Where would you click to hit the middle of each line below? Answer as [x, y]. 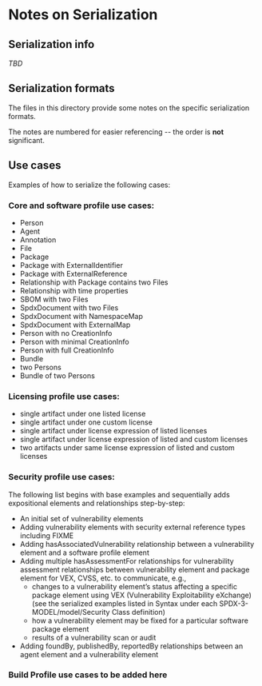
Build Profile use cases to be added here [88, 675]
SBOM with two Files [54, 299]
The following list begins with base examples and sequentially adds [119, 494]
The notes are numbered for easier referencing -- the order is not [116, 132]
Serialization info [52, 44]
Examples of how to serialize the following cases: [89, 185]
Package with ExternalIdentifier [71, 265]
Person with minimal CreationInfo [74, 341]
